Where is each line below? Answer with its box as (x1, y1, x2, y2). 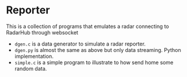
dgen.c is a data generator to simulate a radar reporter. (14, 40, 146, 47)
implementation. (14, 52, 54, 60)
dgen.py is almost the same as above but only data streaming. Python (14, 46, 181, 53)
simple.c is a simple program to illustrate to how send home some (14, 59, 174, 66)
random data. (14, 65, 47, 72)
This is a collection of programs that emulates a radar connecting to (6, 23, 169, 30)
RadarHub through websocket (6, 29, 79, 36)
